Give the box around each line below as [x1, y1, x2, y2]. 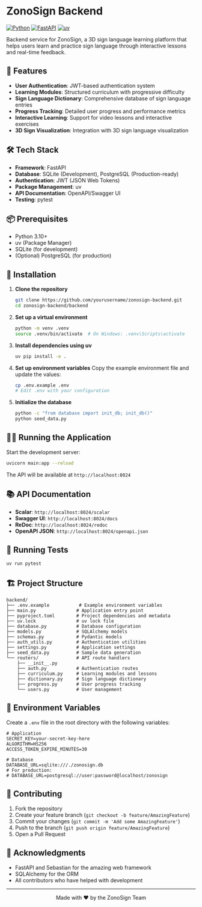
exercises [14, 120, 39, 128]
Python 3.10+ [14, 233, 48, 240]
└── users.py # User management [17, 687, 122, 693]
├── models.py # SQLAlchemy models [6, 629, 128, 635]
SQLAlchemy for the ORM [14, 870, 79, 878]
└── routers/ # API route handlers [6, 655, 130, 661]
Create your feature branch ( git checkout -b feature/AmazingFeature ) [14, 811, 191, 819]
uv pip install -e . [14, 353, 67, 359]
